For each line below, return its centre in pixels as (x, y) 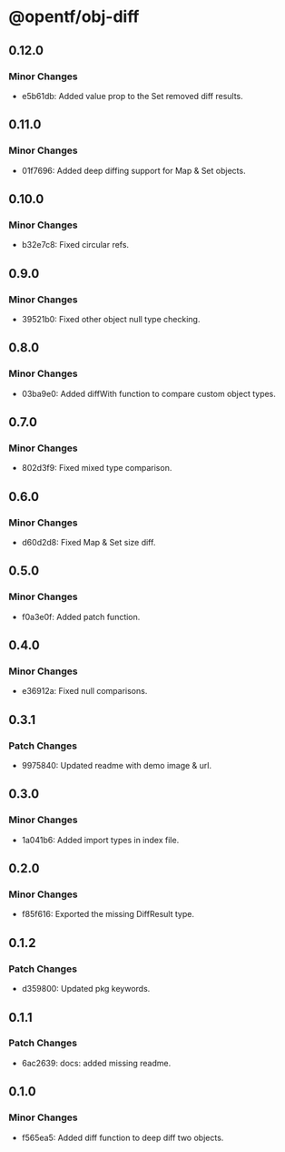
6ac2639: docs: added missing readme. (96, 1063)
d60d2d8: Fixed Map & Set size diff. (88, 542)
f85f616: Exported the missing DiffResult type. (108, 914)
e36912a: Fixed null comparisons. (84, 691)
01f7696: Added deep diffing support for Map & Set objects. (133, 170)
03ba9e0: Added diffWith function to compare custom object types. (148, 393)
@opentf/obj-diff (74, 17)
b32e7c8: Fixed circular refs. (75, 245)
